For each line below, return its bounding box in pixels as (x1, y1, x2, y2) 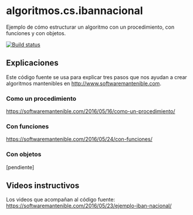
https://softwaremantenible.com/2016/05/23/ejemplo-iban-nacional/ (6, 202, 172, 209)
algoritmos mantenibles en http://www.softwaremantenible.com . (6, 80, 161, 87)
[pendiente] (6, 163, 35, 170)
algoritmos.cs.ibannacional (6, 4, 143, 18)
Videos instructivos (6, 180, 80, 191)
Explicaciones (6, 58, 59, 68)
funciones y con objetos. (6, 29, 66, 36)
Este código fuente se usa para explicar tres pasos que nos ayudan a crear (6, 73, 188, 80)
